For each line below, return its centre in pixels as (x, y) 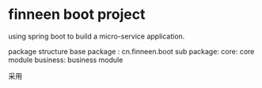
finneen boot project (77, 15)
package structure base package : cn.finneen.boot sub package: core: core (131, 51)
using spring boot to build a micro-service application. (97, 36)
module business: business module (66, 60)
